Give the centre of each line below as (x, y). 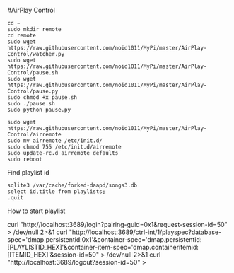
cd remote (22, 35)
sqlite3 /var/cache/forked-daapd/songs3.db (72, 185)
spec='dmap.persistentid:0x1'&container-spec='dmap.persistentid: (105, 239)
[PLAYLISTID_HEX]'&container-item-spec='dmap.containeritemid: (103, 247)
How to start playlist (36, 211)
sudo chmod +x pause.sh (42, 98)
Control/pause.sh (33, 73)
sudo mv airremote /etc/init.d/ (55, 141)
